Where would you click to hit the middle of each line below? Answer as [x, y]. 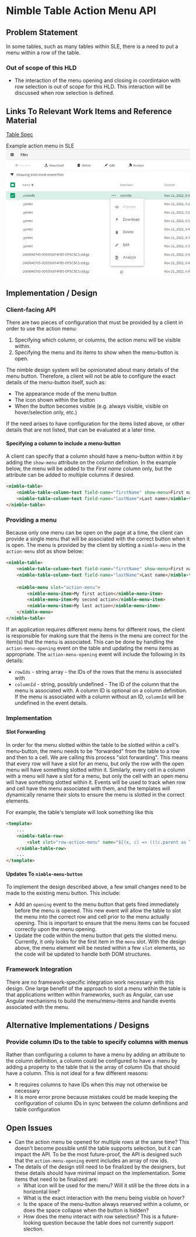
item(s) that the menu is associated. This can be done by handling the [90, 642]
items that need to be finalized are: [56, 1179]
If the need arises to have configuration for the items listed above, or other [95, 424]
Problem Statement [42, 32]
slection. [34, 1229]
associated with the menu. [38, 1007]
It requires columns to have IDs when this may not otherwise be [91, 1085]
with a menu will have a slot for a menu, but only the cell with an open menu [97, 776]
